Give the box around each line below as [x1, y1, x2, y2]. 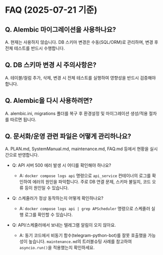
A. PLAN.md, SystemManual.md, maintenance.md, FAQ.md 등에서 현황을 [5, 146, 149, 152]
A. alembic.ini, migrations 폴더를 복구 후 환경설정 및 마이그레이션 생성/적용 [5, 110, 148, 116]
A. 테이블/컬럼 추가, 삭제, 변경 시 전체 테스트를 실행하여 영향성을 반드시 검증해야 [5, 75, 156, 80]
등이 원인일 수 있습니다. [24, 185, 69, 191]
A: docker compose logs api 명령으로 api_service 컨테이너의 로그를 [19, 173, 151, 178]
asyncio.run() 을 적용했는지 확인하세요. [19, 245, 95, 251]
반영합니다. [18, 152, 39, 158]
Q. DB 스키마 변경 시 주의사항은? [5, 61, 96, 69]
